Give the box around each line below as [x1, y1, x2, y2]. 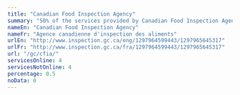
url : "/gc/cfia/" [7, 51, 59, 58]
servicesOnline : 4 [7, 57, 62, 64]
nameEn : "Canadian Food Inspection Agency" [7, 24, 139, 31]
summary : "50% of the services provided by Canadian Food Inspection [7, 17, 219, 24]
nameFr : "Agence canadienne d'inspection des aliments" [7, 30, 177, 38]
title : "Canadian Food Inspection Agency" [7, 10, 136, 18]
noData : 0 [7, 76, 37, 84]
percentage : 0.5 [7, 70, 56, 77]
